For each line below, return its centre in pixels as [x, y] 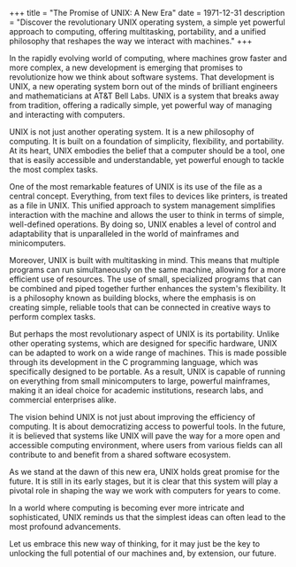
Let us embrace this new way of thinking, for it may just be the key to [135, 544]
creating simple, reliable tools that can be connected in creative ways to [140, 307]
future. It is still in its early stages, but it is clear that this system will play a [144, 481]
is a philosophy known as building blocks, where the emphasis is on [133, 298]
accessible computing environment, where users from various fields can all [146, 445]
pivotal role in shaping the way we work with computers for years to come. [145, 490]
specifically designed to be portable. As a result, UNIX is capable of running [147, 372]
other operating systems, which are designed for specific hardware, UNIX [143, 343]
